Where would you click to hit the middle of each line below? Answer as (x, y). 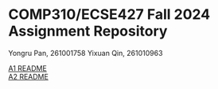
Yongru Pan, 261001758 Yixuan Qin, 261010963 (86, 53)
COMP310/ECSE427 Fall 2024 (109, 15)
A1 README (28, 68)
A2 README (29, 76)
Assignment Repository (88, 31)
